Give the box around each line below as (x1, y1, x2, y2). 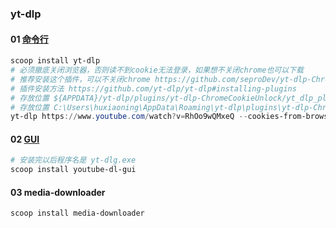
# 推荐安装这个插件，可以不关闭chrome (10, 74, 151, 84)
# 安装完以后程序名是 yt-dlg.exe (10, 155, 137, 166)
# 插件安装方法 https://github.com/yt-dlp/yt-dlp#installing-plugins (10, 83, 297, 94)
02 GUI (10, 133, 40, 145)
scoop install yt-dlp (10, 56, 101, 66)
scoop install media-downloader (10, 208, 145, 219)
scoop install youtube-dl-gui (10, 165, 137, 175)
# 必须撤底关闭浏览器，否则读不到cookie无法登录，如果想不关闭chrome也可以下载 (10, 65, 304, 75)
